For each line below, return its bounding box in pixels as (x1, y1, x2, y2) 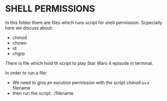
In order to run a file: (5, 69, 47, 75)
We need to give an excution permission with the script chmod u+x (12, 79, 150, 85)
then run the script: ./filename (12, 90, 74, 96)
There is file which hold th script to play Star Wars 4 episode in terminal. (5, 60, 154, 66)
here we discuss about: (5, 24, 53, 30)
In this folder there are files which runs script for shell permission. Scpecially (5, 19, 163, 25)
